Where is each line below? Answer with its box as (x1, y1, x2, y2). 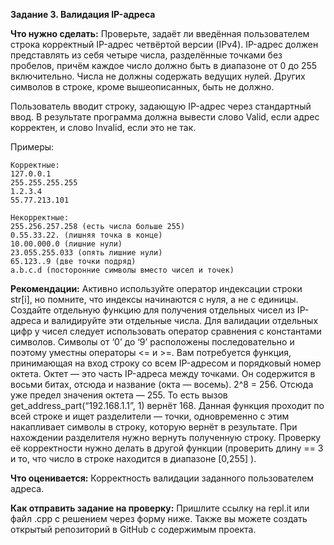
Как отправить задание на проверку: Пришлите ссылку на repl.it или (10, 502, 310, 514)
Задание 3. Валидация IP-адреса (10, 9, 156, 20)
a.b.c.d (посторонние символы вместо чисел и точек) (10, 265, 235, 275)
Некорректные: (10, 213, 70, 223)
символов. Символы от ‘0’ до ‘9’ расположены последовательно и (10, 336, 295, 348)
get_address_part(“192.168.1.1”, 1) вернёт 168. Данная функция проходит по (10, 400, 325, 411)
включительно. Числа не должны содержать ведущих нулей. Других (10, 70, 306, 82)
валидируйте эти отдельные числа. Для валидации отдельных (51, 315, 319, 326)
